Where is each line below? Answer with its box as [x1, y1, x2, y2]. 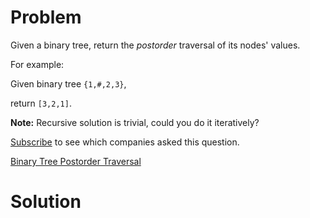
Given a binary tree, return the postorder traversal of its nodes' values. [10, 39, 301, 51]
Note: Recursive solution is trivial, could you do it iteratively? [10, 116, 260, 128]
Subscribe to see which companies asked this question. [10, 136, 240, 148]
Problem [10, 6, 82, 29]
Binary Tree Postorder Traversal [10, 155, 142, 167]
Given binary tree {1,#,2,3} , [10, 77, 127, 90]
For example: [10, 58, 65, 70]
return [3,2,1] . [10, 97, 72, 109]
